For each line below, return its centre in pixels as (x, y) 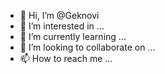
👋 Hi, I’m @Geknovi (59, 15)
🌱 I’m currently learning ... (73, 36)
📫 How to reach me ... (66, 58)
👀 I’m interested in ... (62, 26)
